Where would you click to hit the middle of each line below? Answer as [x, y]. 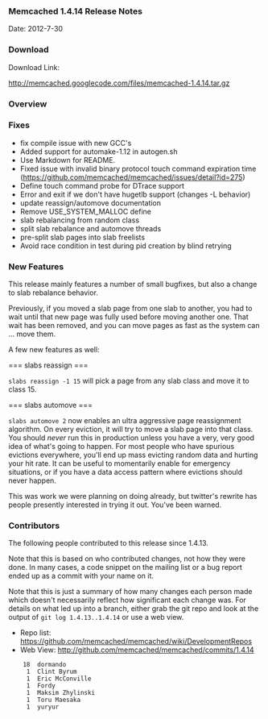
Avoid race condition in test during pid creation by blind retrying [126, 245]
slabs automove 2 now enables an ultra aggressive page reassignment [125, 421]
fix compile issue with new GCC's [76, 143]
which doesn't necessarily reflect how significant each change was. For [128, 600]
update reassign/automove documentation [91, 202]
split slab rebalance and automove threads [91, 228]
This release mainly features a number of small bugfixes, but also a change [133, 285]
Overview [28, 104]
